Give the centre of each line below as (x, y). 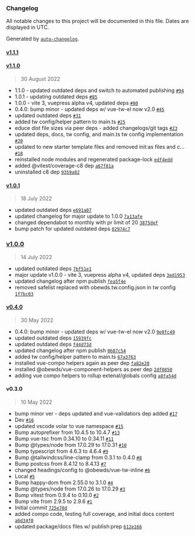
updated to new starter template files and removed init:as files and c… (99, 147)
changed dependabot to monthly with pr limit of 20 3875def (86, 223)
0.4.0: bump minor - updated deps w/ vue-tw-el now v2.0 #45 (90, 109)
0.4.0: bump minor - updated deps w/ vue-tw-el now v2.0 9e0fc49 (95, 331)
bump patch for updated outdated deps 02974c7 (72, 229)
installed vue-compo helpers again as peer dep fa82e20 (82, 363)
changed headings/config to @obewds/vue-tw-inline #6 (82, 470)
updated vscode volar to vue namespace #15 (69, 426)
